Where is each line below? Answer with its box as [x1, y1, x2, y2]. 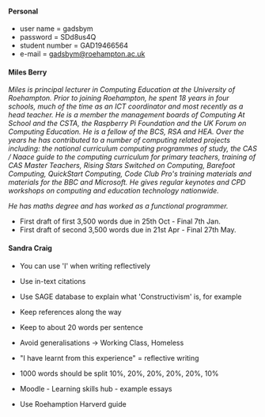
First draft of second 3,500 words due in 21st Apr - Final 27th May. [19, 225, 237, 235]
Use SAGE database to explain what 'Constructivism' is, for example [19, 292, 242, 301]
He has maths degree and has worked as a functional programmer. [8, 201, 229, 211]
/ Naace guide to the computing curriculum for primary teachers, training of [8, 152, 256, 162]
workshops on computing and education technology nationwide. [8, 186, 219, 196]
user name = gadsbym [19, 24, 93, 33]
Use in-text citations [19, 276, 86, 285]
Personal [8, 6, 39, 16]
